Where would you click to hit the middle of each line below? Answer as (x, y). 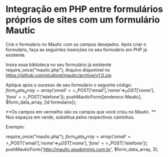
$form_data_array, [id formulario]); (41, 102)
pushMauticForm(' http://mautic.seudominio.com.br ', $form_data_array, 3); (82, 149)
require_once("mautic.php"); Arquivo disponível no (58, 70)
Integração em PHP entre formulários (84, 9)
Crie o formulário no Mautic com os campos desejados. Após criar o (76, 44)
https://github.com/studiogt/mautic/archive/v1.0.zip (58, 75)
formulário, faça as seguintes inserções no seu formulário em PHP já (76, 49)
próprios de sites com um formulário (83, 20)
